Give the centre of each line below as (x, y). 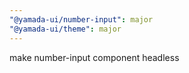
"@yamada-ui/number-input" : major (81, 19)
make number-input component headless (94, 57)
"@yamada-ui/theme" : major (65, 29)
